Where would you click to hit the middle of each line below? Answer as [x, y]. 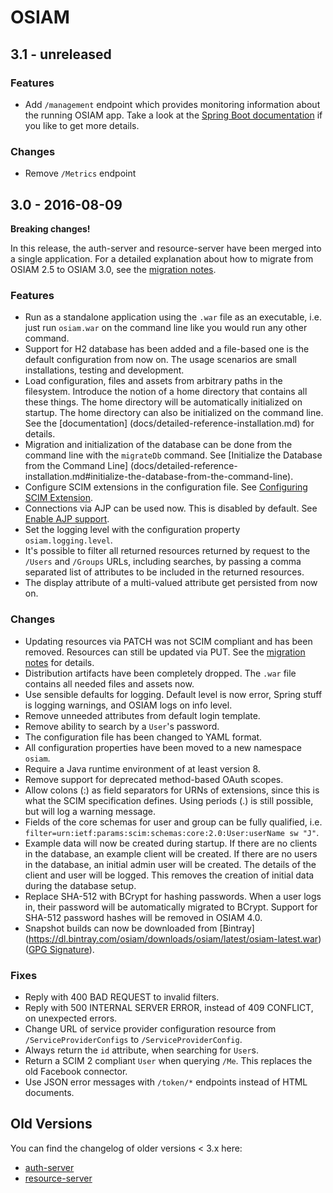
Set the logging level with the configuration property [132, 530]
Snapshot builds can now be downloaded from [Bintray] [139, 928]
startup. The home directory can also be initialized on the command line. [174, 413]
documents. [49, 1092]
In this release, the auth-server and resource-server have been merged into [166, 248]
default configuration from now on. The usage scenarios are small [160, 360]
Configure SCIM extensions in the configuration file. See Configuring [166, 487]
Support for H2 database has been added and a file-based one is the [167, 349]
